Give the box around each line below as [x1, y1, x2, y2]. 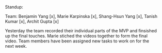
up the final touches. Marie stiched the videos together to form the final [5, 33, 148, 39]
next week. [5, 43, 27, 49]
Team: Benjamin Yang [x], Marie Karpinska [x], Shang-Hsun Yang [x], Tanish [5, 13, 158, 19]
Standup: [5, 4, 23, 10]
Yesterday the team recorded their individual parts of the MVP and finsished [5, 28, 157, 33]
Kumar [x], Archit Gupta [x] [5, 19, 59, 24]
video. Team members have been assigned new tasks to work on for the [5, 38, 149, 44]
